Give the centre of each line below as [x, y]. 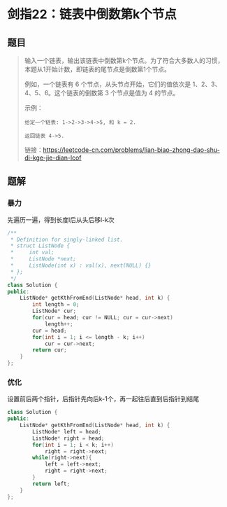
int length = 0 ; [56, 305]
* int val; [32, 253]
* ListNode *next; [43, 259]
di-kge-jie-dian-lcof [53, 158]
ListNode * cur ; [54, 311]
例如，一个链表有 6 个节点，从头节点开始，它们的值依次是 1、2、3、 [123, 84]
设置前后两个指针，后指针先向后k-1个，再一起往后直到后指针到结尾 [103, 399]
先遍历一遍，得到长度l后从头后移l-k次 [61, 220]
